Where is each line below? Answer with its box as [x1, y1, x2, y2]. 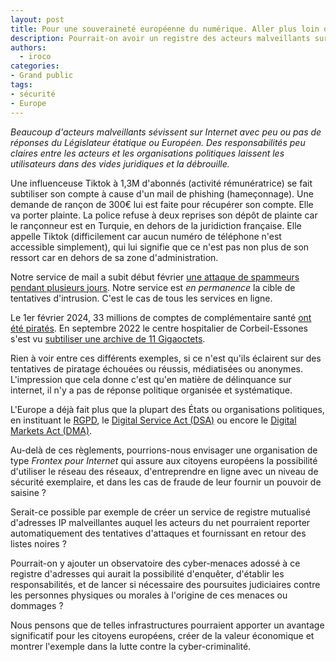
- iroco [19, 52, 52, 62]
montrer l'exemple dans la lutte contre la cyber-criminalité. [10, 640, 252, 652]
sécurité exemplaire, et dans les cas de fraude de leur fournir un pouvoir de [10, 476, 322, 488]
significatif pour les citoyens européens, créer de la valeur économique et [10, 629, 315, 641]
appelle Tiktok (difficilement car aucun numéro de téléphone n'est [10, 230, 282, 242]
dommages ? [10, 599, 64, 611]
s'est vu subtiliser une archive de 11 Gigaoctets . [10, 332, 206, 345]
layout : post [10, 14, 65, 25]
